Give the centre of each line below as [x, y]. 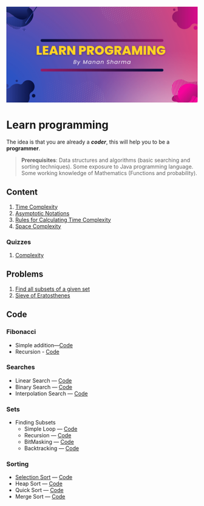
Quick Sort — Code [39, 490]
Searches [21, 367]
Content [22, 192]
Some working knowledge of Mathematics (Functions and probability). [109, 173]
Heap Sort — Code [39, 483]
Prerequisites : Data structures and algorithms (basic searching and [105, 160]
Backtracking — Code [52, 448]
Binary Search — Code [44, 387]
